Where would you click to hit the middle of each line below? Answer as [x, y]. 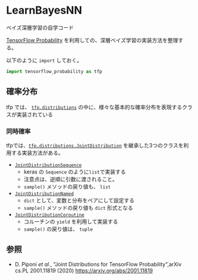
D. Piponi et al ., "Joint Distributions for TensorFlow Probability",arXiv [98, 264]
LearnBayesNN [44, 10]
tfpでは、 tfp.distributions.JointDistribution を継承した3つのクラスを [95, 145]
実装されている [35, 114]
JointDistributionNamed [44, 194]
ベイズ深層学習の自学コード [40, 27]
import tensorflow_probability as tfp [54, 71]
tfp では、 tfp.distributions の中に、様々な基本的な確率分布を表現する [94, 107]
